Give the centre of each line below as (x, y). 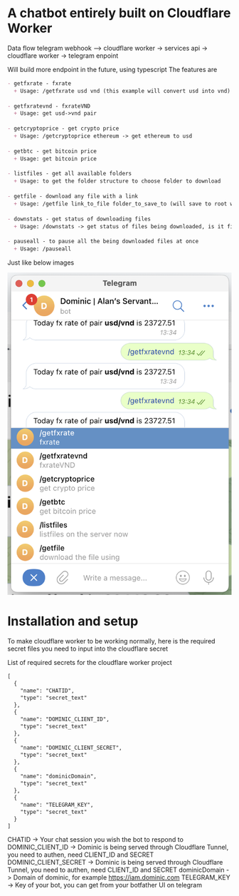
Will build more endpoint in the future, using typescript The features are (112, 69)
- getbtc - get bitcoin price (52, 151)
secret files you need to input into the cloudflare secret (88, 648)
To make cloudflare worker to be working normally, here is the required (111, 641)
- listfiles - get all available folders (70, 174)
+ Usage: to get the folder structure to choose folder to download (117, 181)
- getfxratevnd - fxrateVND (49, 106)
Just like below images (41, 263)
